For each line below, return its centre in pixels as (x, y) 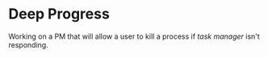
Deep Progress (59, 14)
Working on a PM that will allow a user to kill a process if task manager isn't (134, 36)
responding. (28, 44)
